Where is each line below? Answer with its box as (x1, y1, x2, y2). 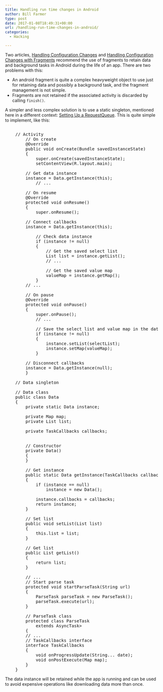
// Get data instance (25, 170, 77, 176)
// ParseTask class (25, 613, 72, 619)
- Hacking (9, 35, 29, 39)
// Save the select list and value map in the (35, 326, 149, 331)
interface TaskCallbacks (25, 642, 85, 648)
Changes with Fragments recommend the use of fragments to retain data (5, 57, 151, 63)
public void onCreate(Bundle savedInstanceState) (25, 146, 146, 151)
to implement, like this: (5, 117, 50, 123)
